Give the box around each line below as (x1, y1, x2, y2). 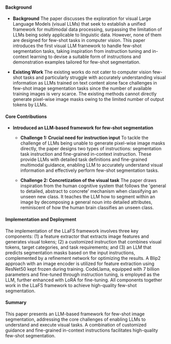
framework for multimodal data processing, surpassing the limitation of (12, 26, 162, 33)
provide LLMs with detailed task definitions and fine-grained (20, 156, 148, 163)
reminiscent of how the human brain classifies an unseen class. (20, 205, 154, 211)
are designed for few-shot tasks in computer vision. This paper (12, 37, 145, 44)
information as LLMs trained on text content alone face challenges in (12, 80, 157, 86)
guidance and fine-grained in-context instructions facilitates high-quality (5, 327, 158, 333)
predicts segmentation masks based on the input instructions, (5, 249, 135, 256)
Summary (5, 299, 27, 306)
